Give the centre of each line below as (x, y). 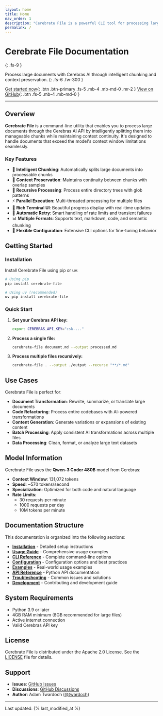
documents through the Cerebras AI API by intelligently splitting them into (78, 131)
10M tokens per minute (42, 510)
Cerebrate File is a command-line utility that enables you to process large (79, 126)
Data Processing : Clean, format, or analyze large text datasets (74, 443)
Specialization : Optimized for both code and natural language (74, 489)
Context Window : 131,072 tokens (45, 479)
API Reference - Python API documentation (56, 572)
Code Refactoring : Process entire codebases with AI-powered (74, 412)
